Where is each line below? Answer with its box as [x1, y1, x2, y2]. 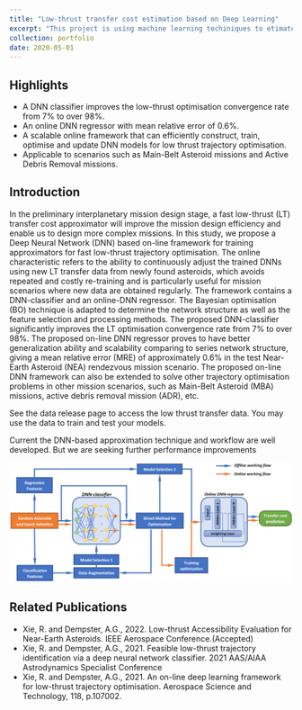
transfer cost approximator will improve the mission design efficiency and [9, 218, 281, 229]
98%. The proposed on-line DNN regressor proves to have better [9, 333, 251, 344]
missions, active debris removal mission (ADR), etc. [9, 390, 200, 400]
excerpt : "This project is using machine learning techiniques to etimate [9, 23, 296, 33]
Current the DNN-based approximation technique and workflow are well [9, 435, 276, 445]
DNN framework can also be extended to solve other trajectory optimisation [9, 371, 290, 382]
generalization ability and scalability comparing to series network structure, [9, 342, 289, 353]
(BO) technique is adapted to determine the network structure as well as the [9, 304, 290, 315]
